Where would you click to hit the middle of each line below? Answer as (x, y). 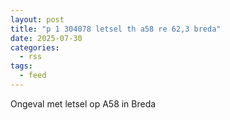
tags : (21, 66)
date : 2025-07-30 (46, 38)
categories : (35, 47)
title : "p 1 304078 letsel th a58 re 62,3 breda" (116, 29)
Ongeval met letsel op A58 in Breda (83, 103)
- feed (33, 76)
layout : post (37, 19)
